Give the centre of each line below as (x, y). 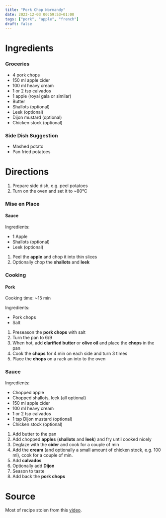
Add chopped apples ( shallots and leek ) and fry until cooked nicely (82, 439)
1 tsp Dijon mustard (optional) (42, 419)
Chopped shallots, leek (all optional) (49, 398)
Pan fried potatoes (31, 152)
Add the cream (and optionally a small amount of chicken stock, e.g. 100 (86, 450)
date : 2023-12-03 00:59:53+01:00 (40, 14)
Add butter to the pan (34, 434)
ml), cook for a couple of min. (42, 455)
